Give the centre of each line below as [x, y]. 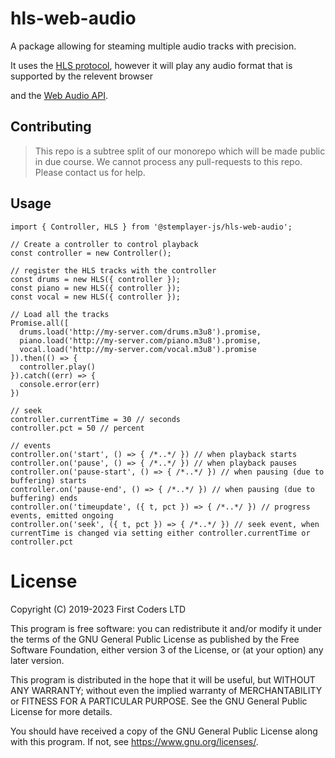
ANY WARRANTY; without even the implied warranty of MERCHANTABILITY [166, 690]
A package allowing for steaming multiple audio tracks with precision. [153, 46]
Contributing [51, 127]
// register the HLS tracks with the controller [113, 270]
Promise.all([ [40, 323]
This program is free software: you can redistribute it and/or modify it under [166, 628]
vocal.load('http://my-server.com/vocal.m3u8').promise [138, 349]
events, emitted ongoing [62, 515]
